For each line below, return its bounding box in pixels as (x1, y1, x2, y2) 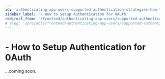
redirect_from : (5, 16, 36, 21)
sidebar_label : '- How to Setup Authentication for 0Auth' (5, 12, 129, 17)
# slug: (5, 20, 21, 26)
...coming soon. (5, 68, 37, 74)
